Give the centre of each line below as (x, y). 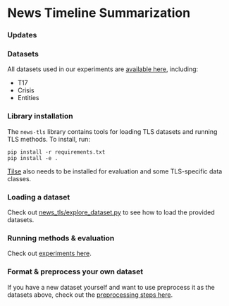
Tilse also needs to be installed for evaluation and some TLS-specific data (115, 171)
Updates (22, 35)
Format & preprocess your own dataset (75, 271)
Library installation (40, 116)
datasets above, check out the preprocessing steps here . (90, 295)
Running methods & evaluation (61, 238)
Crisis (26, 90)
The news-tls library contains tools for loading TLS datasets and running (112, 131)
